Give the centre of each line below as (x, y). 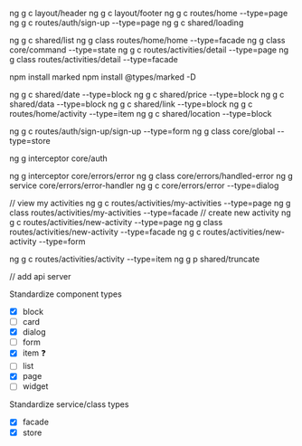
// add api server (40, 276)
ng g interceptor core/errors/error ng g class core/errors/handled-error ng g (151, 176)
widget (35, 386)
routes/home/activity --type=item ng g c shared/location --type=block (141, 114)
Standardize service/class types (69, 404)
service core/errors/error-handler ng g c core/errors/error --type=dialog (144, 185)
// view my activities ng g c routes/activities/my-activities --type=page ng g (150, 203)
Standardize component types (66, 294)
